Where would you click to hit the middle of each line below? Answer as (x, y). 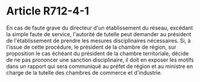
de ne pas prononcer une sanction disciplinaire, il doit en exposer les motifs (100, 60)
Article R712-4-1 (48, 11)
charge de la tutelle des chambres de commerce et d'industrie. (84, 72)
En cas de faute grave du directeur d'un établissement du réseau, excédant (100, 28)
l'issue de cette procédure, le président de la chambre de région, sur (91, 47)
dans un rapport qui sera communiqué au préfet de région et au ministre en (100, 66)
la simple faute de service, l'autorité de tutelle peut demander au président (99, 34)
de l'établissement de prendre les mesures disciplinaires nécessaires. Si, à (98, 40)
